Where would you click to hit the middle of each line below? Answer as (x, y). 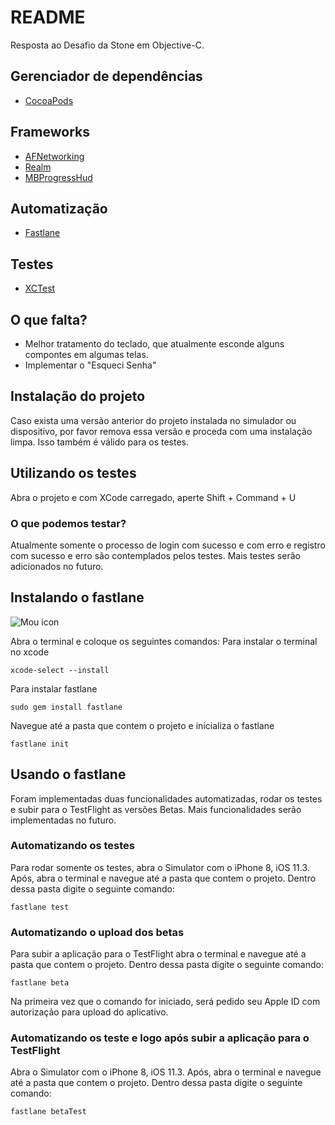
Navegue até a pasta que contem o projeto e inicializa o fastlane (142, 725)
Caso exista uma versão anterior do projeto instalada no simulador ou (153, 420)
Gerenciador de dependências (106, 76)
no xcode (30, 652)
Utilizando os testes (73, 473)
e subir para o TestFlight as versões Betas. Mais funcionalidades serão (156, 809)
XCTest (40, 288)
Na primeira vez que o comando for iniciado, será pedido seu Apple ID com (165, 1002)
